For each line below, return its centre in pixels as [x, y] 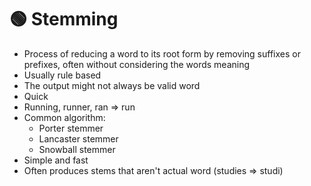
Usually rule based [62, 75]
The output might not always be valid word [112, 85]
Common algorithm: [64, 117]
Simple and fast [56, 160]
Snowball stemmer [77, 149]
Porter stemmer [71, 128]
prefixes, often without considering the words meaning [137, 64]
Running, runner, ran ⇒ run [79, 107]
